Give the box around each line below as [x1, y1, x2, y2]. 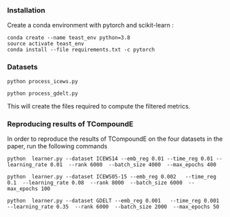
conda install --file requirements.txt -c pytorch [7, 47, 155, 54]
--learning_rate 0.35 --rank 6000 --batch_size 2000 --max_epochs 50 [7, 203, 220, 210]
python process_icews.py [7, 78, 78, 84]
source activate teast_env [7, 41, 84, 47]
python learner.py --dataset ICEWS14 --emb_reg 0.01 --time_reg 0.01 [7, 155, 214, 162]
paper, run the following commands [7, 141, 108, 150]
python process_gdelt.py [7, 90, 78, 97]
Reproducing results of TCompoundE [7, 119, 134, 128]
